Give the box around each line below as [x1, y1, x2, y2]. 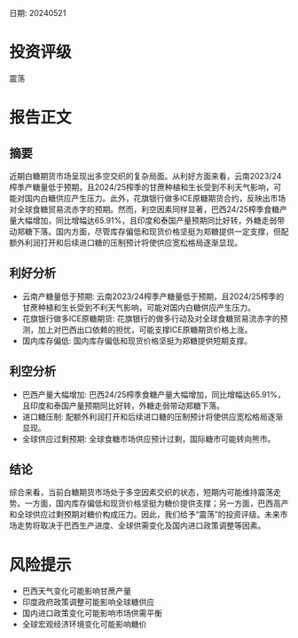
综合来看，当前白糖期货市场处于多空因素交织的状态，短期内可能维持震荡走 [9, 487, 281, 498]
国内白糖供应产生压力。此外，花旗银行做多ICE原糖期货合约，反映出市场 [24, 193, 286, 203]
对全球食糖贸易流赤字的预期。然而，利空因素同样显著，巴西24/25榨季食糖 [9, 203, 280, 215]
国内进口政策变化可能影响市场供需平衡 [21, 608, 162, 618]
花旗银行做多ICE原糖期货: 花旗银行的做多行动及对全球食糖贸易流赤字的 [21, 313, 281, 324]
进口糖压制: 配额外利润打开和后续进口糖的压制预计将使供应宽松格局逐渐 [21, 411, 284, 421]
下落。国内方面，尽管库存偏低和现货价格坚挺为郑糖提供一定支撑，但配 [32, 225, 289, 237]
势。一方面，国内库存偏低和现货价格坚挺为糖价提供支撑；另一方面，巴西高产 [9, 498, 289, 508]
